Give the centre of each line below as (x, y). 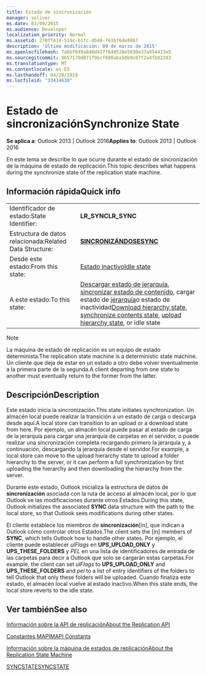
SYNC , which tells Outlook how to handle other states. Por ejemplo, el (94, 538)
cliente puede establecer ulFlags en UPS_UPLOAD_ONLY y (81, 545)
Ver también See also (47, 609)
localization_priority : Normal (46, 35)
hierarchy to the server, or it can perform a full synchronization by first (95, 462)
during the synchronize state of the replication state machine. (84, 173)
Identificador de (32, 208)
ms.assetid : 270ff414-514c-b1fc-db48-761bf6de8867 (72, 41)
